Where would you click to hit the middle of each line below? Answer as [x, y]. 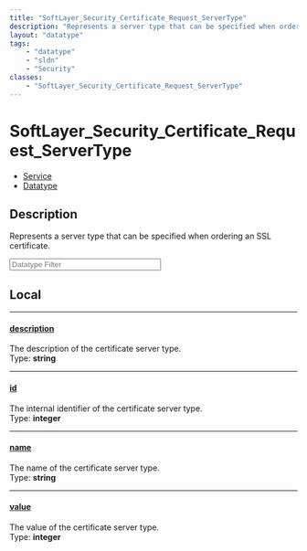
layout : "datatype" [47, 35]
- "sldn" [42, 60]
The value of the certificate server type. [85, 527]
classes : [26, 78]
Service [37, 175]
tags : [20, 43]
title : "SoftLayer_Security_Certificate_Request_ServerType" [128, 18]
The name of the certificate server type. [85, 468]
